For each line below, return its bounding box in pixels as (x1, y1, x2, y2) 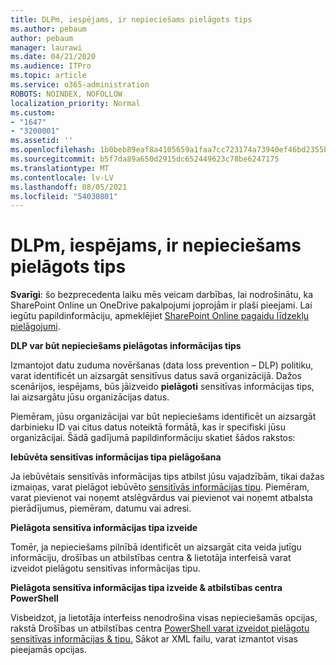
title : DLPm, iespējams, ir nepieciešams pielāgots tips (10, 14, 253, 25)
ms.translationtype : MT (10, 163, 110, 173)
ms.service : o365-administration (10, 80, 150, 90)
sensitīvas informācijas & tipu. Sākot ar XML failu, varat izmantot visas (10, 633, 298, 645)
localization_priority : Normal (10, 98, 141, 108)
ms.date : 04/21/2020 (10, 52, 97, 62)
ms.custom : (10, 107, 56, 118)
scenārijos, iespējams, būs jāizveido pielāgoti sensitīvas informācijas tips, (10, 381, 315, 393)
